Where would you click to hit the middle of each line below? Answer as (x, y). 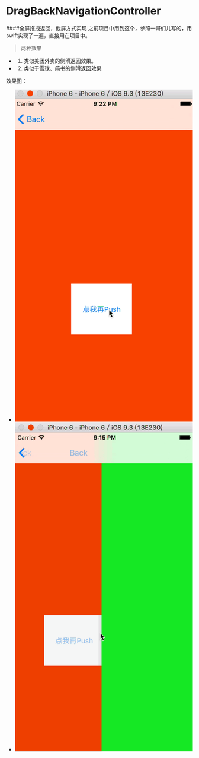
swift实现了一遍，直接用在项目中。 (48, 35)
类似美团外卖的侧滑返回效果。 (60, 61)
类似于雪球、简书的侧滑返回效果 (62, 68)
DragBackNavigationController (84, 11)
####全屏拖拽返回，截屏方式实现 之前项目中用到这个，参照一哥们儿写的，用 (99, 28)
